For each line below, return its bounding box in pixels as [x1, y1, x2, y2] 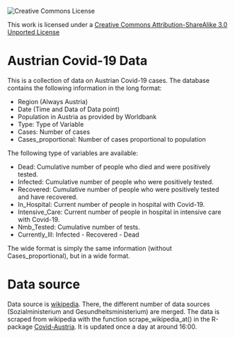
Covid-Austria [34, 322, 75, 331]
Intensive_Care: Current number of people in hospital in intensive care [17, 208, 222, 216]
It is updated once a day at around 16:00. [77, 322, 197, 331]
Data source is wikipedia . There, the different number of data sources [7, 300, 210, 308]
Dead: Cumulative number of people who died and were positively [17, 162, 211, 171]
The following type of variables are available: [7, 149, 138, 157]
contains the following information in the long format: [7, 84, 162, 92]
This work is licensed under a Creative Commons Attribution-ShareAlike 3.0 [7, 21, 228, 28]
